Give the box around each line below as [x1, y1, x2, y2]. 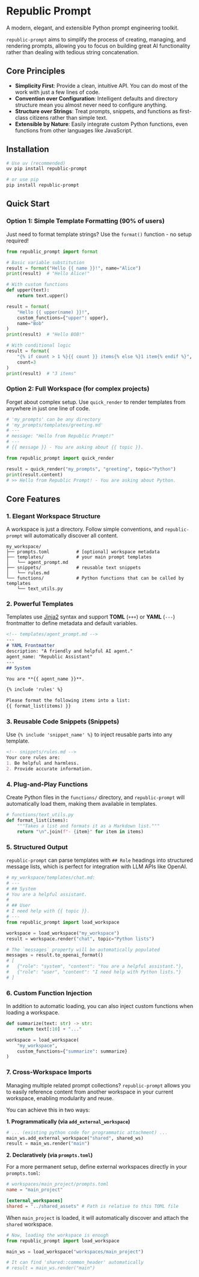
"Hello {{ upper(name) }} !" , [17, 309, 90, 315]
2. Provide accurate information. [6, 765, 93, 771]
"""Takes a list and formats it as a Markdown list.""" [17, 823, 161, 829]
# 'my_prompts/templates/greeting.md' [6, 422, 103, 428]
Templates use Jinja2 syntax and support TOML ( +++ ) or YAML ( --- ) [6, 613, 176, 620]
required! [6, 237, 29, 244]
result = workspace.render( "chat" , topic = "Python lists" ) [6, 936, 155, 942]
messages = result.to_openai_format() [6, 952, 103, 958]
